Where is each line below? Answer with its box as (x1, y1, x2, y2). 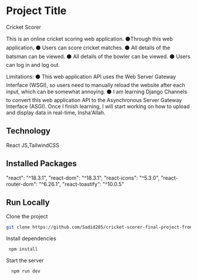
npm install (8, 247, 38, 252)
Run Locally (6, 197, 50, 207)
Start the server (6, 257, 44, 264)
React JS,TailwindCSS (6, 141, 60, 149)
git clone (6, 224, 30, 230)
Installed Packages (6, 158, 77, 168)
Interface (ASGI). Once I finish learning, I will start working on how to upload (6, 103, 190, 110)
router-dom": (6, 180, 38, 187)
